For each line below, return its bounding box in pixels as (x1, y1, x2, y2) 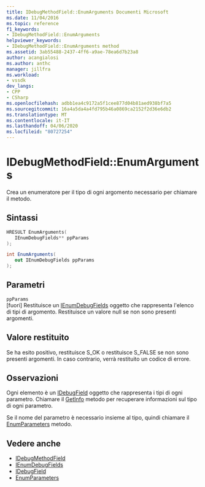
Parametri (6, 280, 45, 290)
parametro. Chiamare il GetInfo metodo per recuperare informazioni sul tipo (6, 396, 198, 403)
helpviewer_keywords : (6, 37, 62, 44)
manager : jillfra (6, 66, 51, 72)
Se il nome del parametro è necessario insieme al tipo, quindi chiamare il (6, 414, 190, 421)
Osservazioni (6, 373, 59, 383)
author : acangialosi (6, 55, 60, 61)
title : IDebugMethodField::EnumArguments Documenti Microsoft (6, 9, 169, 15)
